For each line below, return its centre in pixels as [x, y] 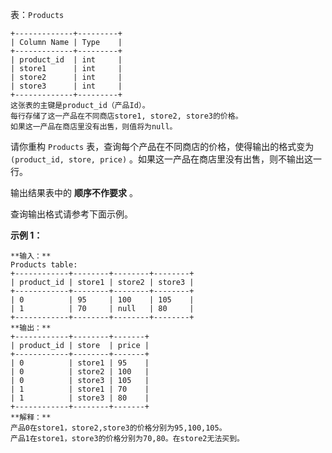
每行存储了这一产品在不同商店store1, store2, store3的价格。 [126, 116]
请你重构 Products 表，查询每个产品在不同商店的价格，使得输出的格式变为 [162, 146]
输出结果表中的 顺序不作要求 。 [74, 192]
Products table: [44, 265]
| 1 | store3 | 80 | [80, 398]
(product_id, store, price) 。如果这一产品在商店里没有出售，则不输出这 [162, 159]
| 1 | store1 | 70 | [80, 389]
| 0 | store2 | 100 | [80, 372]
